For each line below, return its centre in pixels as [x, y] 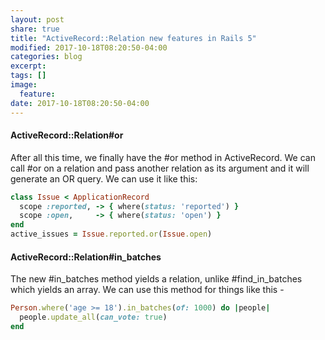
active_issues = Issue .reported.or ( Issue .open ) [111, 234]
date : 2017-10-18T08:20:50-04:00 [80, 103]
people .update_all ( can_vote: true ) [93, 317]
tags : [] [28, 76]
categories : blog [46, 57]
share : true [35, 29]
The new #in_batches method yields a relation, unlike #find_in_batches [156, 279]
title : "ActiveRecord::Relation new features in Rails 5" [133, 38]
